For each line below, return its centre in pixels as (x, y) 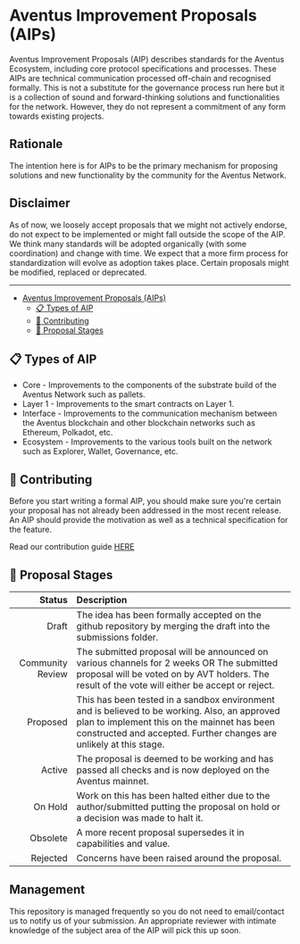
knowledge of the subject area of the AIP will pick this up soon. (125, 930)
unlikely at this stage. (121, 744)
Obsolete (49, 838)
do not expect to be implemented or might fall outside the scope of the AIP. (147, 234)
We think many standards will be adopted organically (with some (128, 244)
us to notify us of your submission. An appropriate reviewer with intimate (143, 921)
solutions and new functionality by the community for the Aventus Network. (148, 175)
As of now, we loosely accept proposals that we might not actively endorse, (148, 225)
